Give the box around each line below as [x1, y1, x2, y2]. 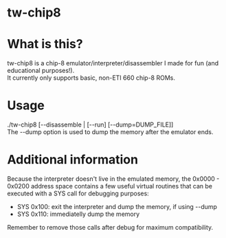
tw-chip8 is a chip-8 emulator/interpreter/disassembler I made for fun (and [7, 59, 219, 67]
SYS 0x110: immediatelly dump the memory [16, 210, 140, 218]
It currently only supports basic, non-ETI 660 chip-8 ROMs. [7, 74, 176, 82]
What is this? [7, 36, 84, 52]
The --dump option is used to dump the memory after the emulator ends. [7, 128, 214, 136]
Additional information [7, 152, 139, 168]
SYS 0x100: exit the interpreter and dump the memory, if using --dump [16, 203, 218, 210]
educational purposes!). [7, 67, 75, 75]
